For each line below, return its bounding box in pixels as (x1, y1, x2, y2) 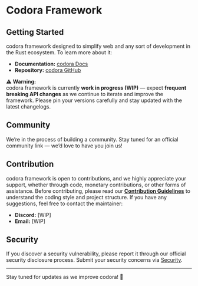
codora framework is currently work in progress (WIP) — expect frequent (6, 84, 187, 91)
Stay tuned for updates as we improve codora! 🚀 (6, 274, 124, 281)
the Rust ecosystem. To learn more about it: (6, 49, 113, 56)
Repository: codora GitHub (14, 67, 81, 74)
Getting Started (6, 27, 64, 37)
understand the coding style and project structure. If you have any (6, 193, 167, 200)
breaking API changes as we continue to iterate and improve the (6, 91, 164, 97)
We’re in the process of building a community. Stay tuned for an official (6, 136, 179, 143)
